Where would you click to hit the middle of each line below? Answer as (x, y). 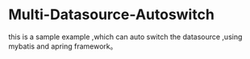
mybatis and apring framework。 (63, 46)
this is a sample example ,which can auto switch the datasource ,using (125, 37)
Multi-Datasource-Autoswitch (112, 15)
